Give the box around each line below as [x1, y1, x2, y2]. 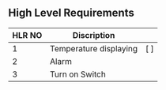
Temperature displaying [50, 43, 138, 54]
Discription [72, 29, 115, 40]
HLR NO [12, 29, 43, 40]
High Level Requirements [8, 6, 134, 20]
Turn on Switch [50, 69, 107, 80]
